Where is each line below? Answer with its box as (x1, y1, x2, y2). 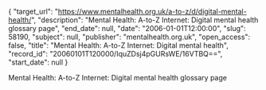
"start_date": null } (8, 57, 68, 67)
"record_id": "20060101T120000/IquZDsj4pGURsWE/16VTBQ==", (8, 49, 223, 58)
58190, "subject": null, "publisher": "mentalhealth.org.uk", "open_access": (8, 32, 251, 41)
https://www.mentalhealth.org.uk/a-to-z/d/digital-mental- (57, 7, 247, 16)
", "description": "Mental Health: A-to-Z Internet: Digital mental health (30, 15, 259, 25)
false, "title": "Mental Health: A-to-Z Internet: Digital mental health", (8, 41, 229, 50)
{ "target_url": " (8, 7, 58, 16)
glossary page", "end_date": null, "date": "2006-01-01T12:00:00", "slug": (8, 24, 246, 33)
